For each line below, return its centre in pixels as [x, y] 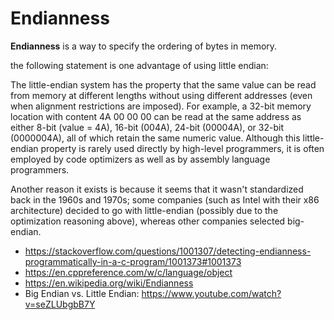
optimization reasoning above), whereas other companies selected [148, 221]
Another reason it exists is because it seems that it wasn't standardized [157, 189]
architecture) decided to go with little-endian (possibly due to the [144, 210]
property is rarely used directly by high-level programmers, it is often [182, 148]
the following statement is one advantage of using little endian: [139, 65]
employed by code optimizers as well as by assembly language [140, 159]
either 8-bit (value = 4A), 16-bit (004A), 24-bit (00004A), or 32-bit [147, 127]
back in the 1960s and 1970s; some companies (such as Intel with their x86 [165, 199]
